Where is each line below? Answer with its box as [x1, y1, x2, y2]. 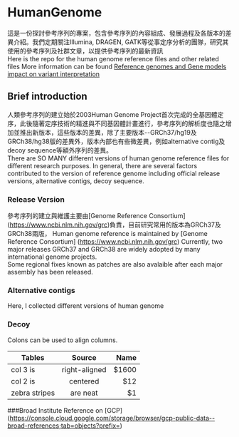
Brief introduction [7, 91, 87, 103]
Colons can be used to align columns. [7, 336, 118, 344]
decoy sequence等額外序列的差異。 [7, 145, 112, 154]
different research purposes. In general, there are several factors [7, 161, 198, 170]
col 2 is [11, 376, 36, 386]
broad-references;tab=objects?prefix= [7, 421, 121, 430]
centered [68, 376, 100, 386]
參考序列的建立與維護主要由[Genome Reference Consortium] [7, 212, 186, 220]
